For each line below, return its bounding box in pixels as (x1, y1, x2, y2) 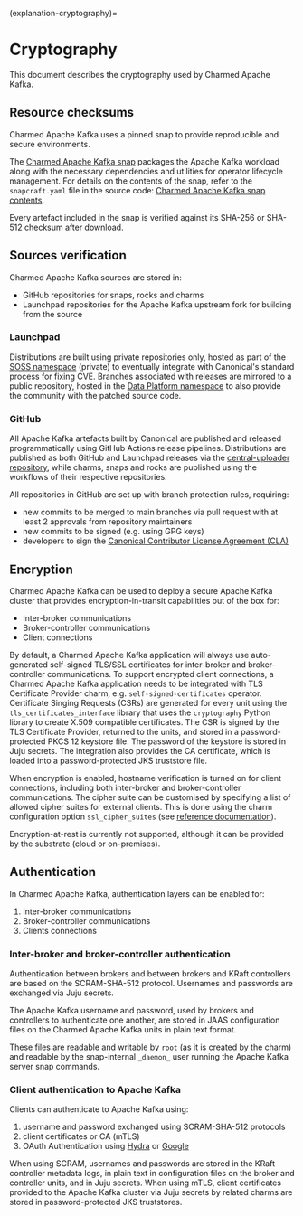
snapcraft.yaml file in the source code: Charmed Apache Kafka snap (9, 184, 266, 195)
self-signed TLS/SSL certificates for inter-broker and (49, 659, 247, 670)
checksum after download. (24, 222, 124, 232)
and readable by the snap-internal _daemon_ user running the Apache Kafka (9, 1051, 289, 1062)
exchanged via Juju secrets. (9, 987, 115, 998)
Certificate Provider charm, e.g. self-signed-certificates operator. (9, 687, 262, 699)
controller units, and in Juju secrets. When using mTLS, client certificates (9, 1177, 282, 1188)
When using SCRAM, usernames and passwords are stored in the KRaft (9, 1158, 276, 1169)
